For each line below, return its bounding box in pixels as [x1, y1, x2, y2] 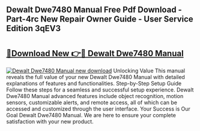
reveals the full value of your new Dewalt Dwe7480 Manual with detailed [6, 74, 185, 80]
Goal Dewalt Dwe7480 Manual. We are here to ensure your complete [6, 112, 176, 118]
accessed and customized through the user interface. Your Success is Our [6, 105, 190, 112]
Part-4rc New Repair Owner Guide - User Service [6, 14, 193, 25]
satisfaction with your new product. [6, 118, 94, 125]
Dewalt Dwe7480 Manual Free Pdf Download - [6, 5, 182, 15]
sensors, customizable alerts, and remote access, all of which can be [6, 99, 177, 106]
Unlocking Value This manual [113, 67, 185, 74]
